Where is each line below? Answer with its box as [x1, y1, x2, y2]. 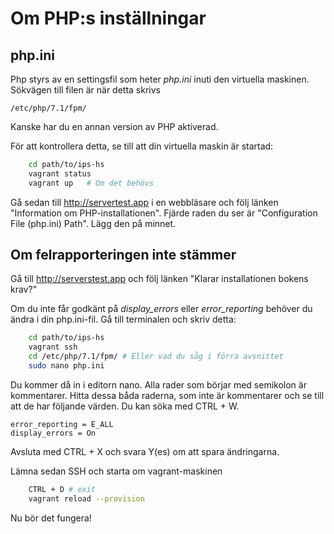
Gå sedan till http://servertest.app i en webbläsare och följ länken [10, 196, 279, 208]
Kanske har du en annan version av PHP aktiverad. [10, 121, 219, 132]
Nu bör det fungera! [10, 512, 92, 524]
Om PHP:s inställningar [10, 7, 207, 30]
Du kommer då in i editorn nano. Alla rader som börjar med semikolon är [10, 378, 307, 391]
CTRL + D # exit [28, 484, 97, 494]
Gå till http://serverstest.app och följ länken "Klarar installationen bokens [10, 273, 309, 285]
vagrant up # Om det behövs [28, 178, 155, 188]
